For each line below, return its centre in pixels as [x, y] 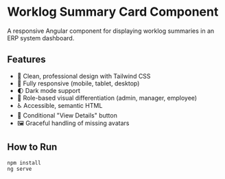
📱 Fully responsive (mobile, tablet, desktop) [78, 83]
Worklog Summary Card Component [113, 12]
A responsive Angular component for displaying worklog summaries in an [111, 31]
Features [26, 60]
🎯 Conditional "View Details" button [67, 115]
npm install [24, 163]
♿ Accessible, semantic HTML [60, 105]
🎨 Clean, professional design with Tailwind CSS [84, 76]
